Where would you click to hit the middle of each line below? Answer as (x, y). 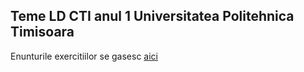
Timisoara (42, 32)
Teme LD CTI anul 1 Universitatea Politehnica (152, 16)
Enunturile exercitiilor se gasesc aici (84, 56)
